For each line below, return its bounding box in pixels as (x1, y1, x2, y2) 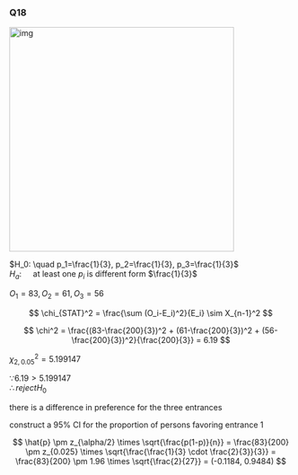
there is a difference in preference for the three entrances (9, 402, 223, 413)
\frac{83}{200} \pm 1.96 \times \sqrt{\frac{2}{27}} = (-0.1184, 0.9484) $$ (14, 456, 287, 467)
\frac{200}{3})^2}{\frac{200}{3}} (71, 334, 195, 345)
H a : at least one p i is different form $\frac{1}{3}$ (9, 268, 197, 282)
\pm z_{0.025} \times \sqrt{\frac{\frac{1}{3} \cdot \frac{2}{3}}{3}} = (25, 446, 276, 457)
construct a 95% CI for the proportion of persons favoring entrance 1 (9, 419, 264, 430)
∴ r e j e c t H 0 (9, 383, 48, 396)
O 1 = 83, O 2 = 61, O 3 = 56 (9, 288, 105, 301)
